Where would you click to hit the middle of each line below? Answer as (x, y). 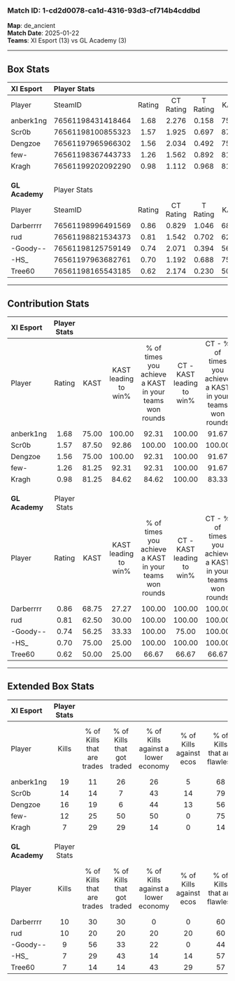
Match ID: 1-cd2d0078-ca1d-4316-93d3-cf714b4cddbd (104, 10)
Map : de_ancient (31, 26)
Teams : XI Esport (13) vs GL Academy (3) (67, 41)
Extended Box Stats (51, 687)
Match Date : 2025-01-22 (43, 33)
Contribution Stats (48, 303)
